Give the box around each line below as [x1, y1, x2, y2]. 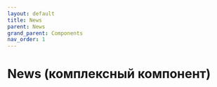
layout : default [7, 10, 55, 17]
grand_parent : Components [7, 29, 83, 37]
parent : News [7, 23, 46, 30]
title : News [7, 17, 42, 24]
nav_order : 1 [7, 36, 46, 43]
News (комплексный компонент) [7, 66, 211, 82]
